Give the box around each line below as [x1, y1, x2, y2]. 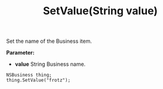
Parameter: [6, 49, 35, 56]
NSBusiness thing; [6, 72, 52, 78]
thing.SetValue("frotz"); [6, 77, 70, 84]
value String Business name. [14, 61, 86, 68]
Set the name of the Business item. [6, 37, 93, 45]
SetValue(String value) [42, 4, 158, 18]
